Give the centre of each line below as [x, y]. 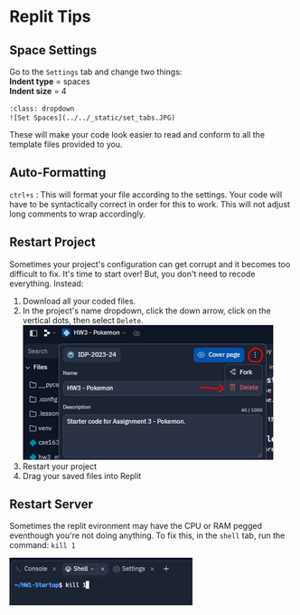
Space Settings [53, 50]
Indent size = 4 [38, 91]
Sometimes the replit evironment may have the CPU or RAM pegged [136, 526]
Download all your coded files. [79, 301]
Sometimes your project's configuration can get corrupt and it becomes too [150, 264]
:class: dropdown [42, 109]
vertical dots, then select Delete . [83, 320]
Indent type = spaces [50, 82]
